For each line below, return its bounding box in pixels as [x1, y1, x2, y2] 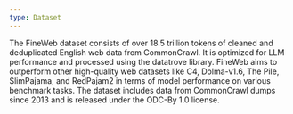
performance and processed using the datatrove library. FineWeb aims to [9, 56, 278, 67]
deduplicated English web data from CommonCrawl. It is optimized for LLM [9, 46, 285, 58]
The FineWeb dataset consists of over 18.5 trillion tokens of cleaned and [9, 37, 273, 48]
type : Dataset [9, 12, 62, 22]
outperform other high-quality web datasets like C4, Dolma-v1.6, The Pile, [9, 66, 280, 77]
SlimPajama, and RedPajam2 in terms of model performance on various [9, 75, 272, 85]
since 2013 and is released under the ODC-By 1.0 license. [9, 94, 220, 105]
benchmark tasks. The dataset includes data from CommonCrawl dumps [9, 85, 276, 95]
